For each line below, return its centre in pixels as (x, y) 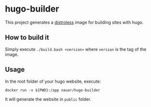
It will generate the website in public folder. (48, 99)
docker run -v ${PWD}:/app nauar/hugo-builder (53, 90)
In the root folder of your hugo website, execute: (53, 81)
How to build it (27, 38)
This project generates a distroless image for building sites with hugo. (74, 22)
